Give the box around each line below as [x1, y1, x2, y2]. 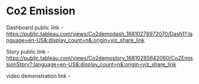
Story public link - [6, 48, 50, 55]
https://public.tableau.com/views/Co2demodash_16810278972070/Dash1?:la [6, 30, 193, 37]
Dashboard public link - [6, 24, 64, 31]
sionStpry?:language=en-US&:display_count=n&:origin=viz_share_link [6, 61, 176, 68]
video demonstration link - [6, 72, 71, 79]
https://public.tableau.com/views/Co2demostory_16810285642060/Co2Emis [6, 54, 193, 61]
